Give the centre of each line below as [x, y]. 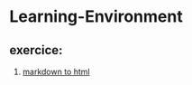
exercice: [36, 50]
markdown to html [56, 71]
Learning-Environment [96, 17]
